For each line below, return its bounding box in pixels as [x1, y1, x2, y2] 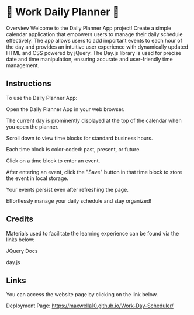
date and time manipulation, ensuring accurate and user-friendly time [6, 56, 174, 63]
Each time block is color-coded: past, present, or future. [6, 146, 141, 153]
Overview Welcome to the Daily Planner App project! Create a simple [6, 25, 172, 32]
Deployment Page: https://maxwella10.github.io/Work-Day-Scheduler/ [6, 302, 174, 309]
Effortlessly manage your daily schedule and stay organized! [6, 197, 152, 204]
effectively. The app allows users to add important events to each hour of [6, 37, 183, 44]
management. [6, 61, 40, 69]
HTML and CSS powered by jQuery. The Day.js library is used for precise [6, 49, 181, 56]
